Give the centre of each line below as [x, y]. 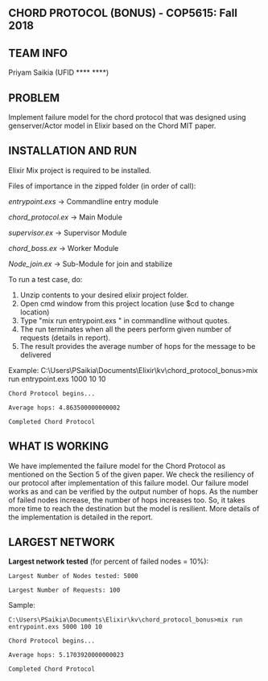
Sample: [22, 605]
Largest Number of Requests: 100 [64, 590]
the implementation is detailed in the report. [80, 517]
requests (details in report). [65, 338]
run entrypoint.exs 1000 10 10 [57, 379]
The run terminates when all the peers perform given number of [126, 329]
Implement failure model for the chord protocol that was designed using [128, 117]
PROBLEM [34, 98]
